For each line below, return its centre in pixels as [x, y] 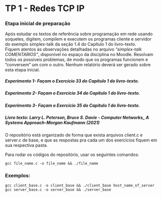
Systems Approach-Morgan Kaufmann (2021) [52, 123]
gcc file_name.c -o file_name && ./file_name [52, 163]
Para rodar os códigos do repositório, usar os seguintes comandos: [72, 155]
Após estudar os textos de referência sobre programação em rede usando [79, 34]
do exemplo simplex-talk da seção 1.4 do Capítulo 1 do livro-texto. [71, 44]
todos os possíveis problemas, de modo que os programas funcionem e [77, 60]
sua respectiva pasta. [26, 145]
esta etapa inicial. [22, 70]
